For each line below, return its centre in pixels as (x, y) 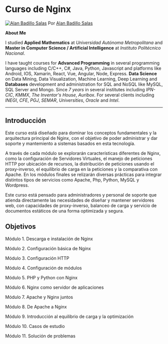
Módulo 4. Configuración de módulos (43, 268)
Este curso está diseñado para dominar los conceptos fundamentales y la (81, 133)
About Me (16, 33)
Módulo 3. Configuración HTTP (37, 258)
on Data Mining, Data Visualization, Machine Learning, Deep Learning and (81, 79)
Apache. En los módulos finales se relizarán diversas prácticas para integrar (83, 175)
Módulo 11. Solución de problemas (40, 336)
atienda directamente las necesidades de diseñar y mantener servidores (79, 200)
